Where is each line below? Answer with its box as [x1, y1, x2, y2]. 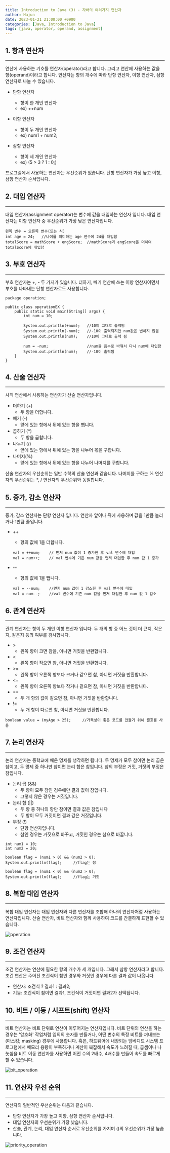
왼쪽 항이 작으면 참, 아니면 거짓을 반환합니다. [20, 660, 108, 666]
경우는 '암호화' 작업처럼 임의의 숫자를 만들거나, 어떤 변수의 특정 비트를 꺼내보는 [5, 1031, 160, 1037]
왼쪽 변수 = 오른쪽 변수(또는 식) [5, 228, 65, 234]
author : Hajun [5, 12, 35, 17]
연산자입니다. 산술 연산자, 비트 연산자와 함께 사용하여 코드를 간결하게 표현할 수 [5, 915, 159, 921]
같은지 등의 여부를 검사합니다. [12, 632, 70, 638]
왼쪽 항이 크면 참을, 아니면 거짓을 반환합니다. [20, 648, 108, 654]
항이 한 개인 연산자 [20, 99, 57, 105]
